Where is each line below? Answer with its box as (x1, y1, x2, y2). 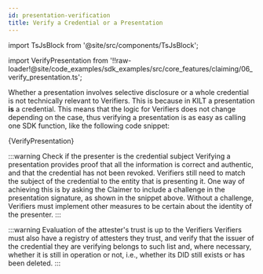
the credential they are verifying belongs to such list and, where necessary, (8, 241, 252, 251)
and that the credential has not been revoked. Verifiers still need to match (8, 168, 246, 177)
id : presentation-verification (8, 11, 111, 20)
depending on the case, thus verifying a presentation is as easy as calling (8, 112, 246, 122)
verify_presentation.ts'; (8, 72, 82, 82)
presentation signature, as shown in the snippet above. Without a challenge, (8, 193, 254, 203)
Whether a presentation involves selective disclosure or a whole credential (8, 87, 250, 97)
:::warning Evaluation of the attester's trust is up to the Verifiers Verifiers (8, 225, 242, 234)
